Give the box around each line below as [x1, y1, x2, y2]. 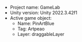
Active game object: [10, 15, 52, 21]
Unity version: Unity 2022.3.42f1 [10, 10, 77, 16]
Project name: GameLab [10, 5, 60, 10]
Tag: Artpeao [17, 26, 45, 32]
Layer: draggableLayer [17, 31, 64, 37]
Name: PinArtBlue [17, 20, 54, 26]
